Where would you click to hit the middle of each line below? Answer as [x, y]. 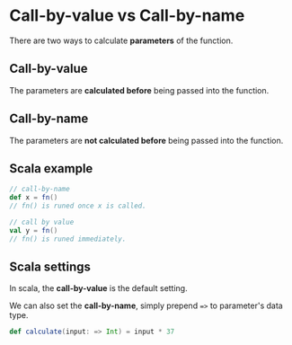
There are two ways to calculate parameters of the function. [121, 40]
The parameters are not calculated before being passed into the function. [146, 140]
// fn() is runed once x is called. [78, 206]
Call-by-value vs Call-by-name [127, 16]
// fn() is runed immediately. [68, 239]
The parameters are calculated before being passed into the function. [139, 90]
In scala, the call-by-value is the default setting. [98, 288]
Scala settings [50, 267]
